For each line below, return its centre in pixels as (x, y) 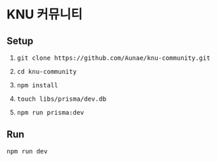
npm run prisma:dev (50, 112)
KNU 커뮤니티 (44, 14)
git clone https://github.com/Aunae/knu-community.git (113, 58)
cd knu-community (46, 71)
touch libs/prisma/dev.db (62, 99)
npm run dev (27, 151)
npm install (37, 85)
